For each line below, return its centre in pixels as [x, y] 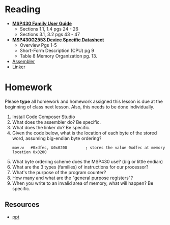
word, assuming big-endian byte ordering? [57, 138]
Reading [23, 9]
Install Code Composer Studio [44, 117]
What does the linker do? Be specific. [51, 127]
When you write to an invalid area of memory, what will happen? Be [83, 183]
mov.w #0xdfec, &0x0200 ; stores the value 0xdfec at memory [89, 148]
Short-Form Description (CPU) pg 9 [57, 50]
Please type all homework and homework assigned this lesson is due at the [84, 101]
